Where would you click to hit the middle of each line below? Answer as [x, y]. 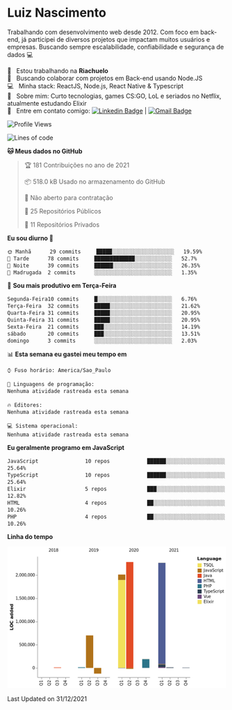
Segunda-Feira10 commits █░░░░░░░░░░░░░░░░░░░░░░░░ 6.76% [102, 299]
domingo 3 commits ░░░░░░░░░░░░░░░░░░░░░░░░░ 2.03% [102, 341]
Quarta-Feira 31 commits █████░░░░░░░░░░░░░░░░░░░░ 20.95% [103, 313]
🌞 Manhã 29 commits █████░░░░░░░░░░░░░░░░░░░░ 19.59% [105, 252]
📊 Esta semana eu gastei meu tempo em [67, 354]
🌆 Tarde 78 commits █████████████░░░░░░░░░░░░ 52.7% [102, 259]
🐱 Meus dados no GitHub [45, 151]
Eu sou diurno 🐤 [30, 238]
